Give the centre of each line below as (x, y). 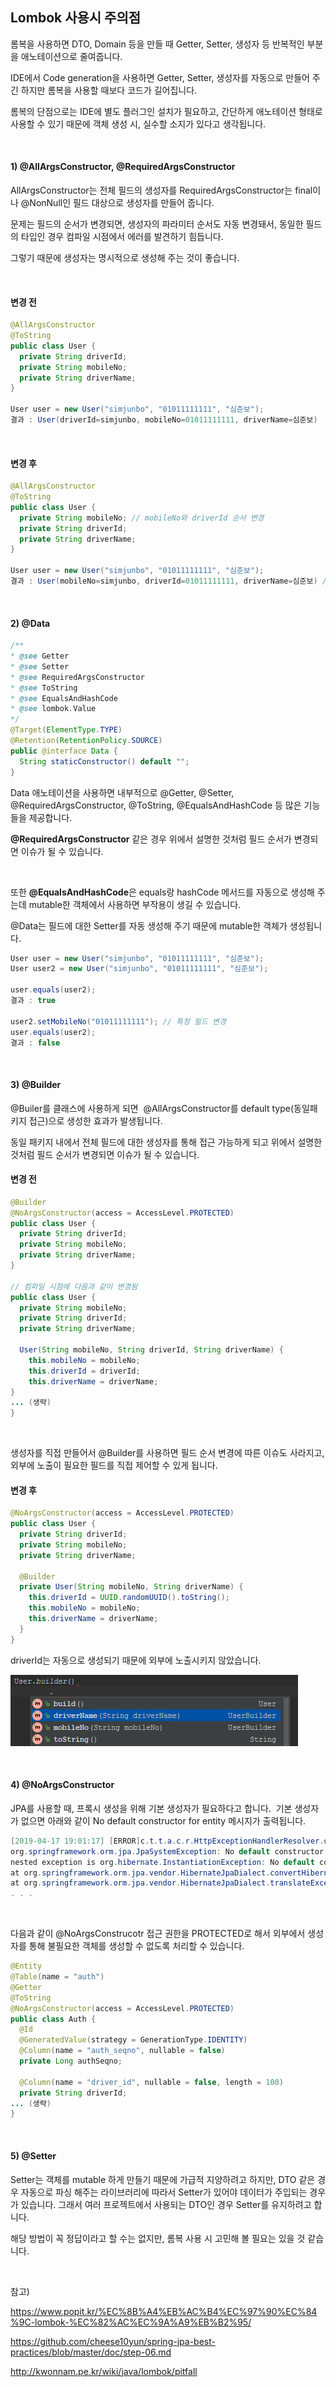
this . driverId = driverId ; (84, 1371)
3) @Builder (36, 1084)
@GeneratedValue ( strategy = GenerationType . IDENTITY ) (133, 2040)
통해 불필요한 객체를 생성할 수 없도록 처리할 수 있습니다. (136, 1946)
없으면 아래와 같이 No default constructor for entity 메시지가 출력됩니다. (163, 1820)
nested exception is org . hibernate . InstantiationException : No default (162, 1862)
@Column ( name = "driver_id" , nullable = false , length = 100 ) (151, 2082)
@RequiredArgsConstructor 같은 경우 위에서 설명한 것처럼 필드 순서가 (151, 839)
